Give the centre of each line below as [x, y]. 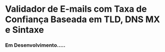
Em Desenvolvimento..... [35, 45]
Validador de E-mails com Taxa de [76, 9]
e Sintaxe [25, 30]
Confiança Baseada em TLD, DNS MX [82, 19]
